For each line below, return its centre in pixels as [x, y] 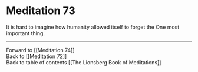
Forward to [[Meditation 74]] [40, 50]
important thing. [26, 33]
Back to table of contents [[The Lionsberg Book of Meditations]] [84, 62]
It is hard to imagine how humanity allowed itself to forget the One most [93, 27]
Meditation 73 [41, 11]
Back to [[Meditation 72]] [37, 56]
